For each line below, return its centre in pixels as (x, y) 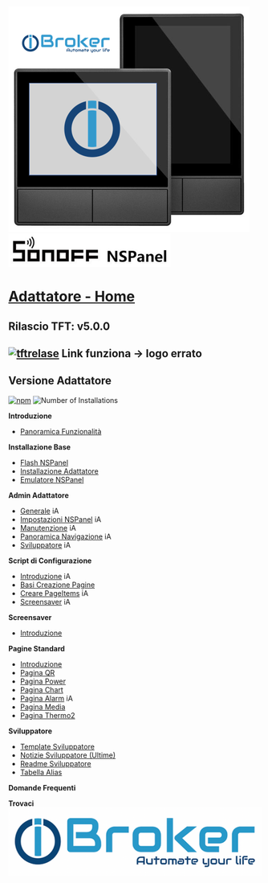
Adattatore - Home (71, 297)
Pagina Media (43, 707)
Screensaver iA (45, 602)
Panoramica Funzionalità (61, 431)
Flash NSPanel (44, 462)
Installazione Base (39, 447)
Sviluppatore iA (45, 544)
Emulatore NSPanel (52, 479)
